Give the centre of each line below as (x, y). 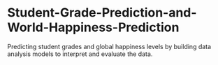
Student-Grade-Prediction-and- (102, 13)
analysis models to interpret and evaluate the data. (80, 54)
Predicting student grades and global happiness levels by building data (109, 46)
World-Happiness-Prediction (93, 27)
